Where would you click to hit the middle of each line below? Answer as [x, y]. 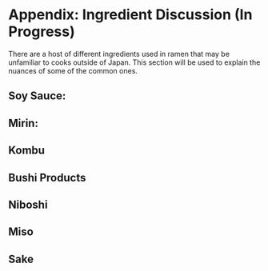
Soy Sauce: [37, 96]
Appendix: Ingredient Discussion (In [130, 15]
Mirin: [23, 123]
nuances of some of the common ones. [73, 70]
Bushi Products [47, 177]
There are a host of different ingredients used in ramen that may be [119, 54]
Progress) [42, 32]
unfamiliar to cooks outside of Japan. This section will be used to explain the [134, 62]
